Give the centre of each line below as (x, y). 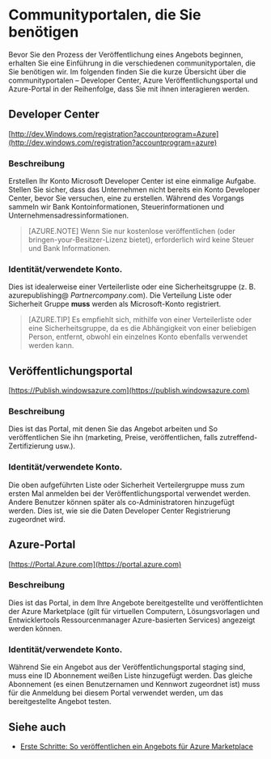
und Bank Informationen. (69, 248)
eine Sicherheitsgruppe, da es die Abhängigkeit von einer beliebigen (142, 329)
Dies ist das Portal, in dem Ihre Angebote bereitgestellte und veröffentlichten (136, 602)
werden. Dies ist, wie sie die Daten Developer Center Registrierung (119, 511)
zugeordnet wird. (37, 519)
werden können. (36, 628)
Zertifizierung (31, 446)
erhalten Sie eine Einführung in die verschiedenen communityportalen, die (132, 63)
